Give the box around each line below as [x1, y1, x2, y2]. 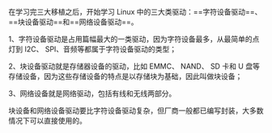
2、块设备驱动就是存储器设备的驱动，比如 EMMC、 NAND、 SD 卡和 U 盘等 [8, 61, 261, 71]
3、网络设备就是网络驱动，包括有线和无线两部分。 [8, 89, 176, 98]
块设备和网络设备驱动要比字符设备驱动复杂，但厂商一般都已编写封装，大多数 [8, 106, 264, 115]
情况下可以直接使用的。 [8, 116, 87, 125]
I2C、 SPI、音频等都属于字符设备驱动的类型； [23, 44, 177, 54]
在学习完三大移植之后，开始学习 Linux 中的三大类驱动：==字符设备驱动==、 [8, 7, 262, 16]
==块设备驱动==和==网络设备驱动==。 [8, 17, 139, 27]
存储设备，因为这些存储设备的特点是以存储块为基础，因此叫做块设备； [8, 72, 243, 81]
